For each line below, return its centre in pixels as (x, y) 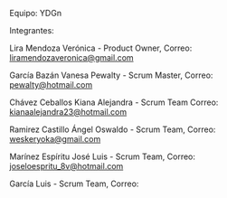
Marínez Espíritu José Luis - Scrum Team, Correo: (103, 156)
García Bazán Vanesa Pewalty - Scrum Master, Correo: (111, 75)
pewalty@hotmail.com (51, 85)
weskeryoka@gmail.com (55, 139)
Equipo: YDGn (35, 13)
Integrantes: (32, 30)
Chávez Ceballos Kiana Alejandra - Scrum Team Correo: (114, 102)
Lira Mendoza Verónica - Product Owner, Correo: (101, 48)
